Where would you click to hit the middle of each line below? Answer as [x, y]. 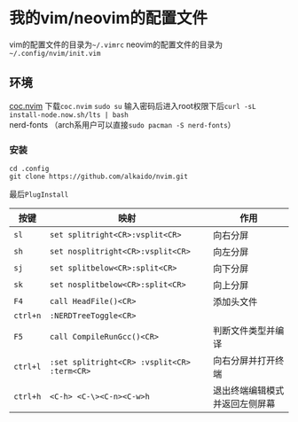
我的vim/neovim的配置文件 [109, 18]
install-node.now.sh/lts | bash [69, 115]
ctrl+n [27, 316]
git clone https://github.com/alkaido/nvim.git [99, 177]
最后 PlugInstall [39, 194]
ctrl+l [27, 367]
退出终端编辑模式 [248, 391]
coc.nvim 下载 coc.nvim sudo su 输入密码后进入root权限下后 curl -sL [133, 105]
